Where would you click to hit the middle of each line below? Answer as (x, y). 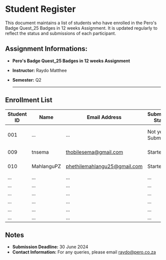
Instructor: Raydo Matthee (40, 70)
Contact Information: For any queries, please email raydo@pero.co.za (84, 252)
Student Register (41, 9)
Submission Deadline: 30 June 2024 (50, 247)
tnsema (40, 152)
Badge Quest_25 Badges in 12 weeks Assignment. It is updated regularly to (81, 28)
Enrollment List (29, 100)
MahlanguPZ (46, 166)
